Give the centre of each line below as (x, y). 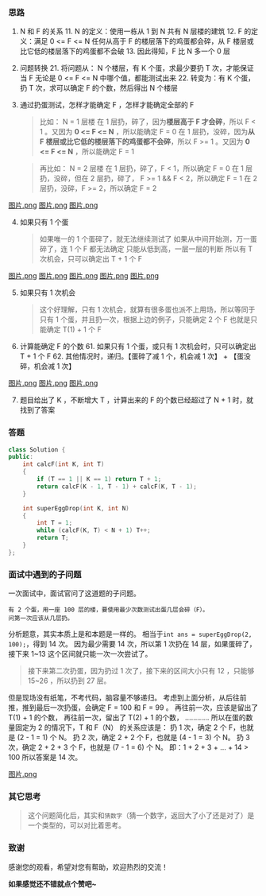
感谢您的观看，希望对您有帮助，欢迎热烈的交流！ (88, 867)
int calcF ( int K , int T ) (64, 464)
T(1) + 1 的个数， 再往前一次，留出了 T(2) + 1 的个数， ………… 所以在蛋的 (127, 718)
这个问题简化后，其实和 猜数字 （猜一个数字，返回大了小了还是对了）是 (141, 816)
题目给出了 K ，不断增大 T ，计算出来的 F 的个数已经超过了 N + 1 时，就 (137, 400)
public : (21, 457)
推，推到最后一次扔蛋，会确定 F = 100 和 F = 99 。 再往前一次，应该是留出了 (133, 708)
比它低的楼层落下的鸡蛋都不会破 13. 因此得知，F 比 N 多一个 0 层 (125, 51)
